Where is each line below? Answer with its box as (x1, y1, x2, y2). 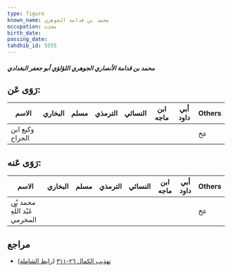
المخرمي (10, 215, 37, 225)
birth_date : (7, 29, 41, 37)
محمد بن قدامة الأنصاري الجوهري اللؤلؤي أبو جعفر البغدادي (7, 64, 155, 72)
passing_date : (7, 36, 48, 43)
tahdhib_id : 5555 (7, 42, 57, 49)
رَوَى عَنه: (7, 156, 41, 168)
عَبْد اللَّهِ (10, 206, 33, 216)
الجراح (10, 133, 30, 143)
